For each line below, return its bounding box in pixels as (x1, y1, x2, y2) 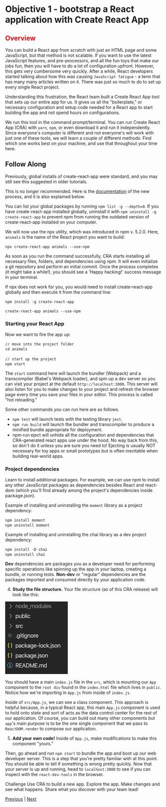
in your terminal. (5, 274, 39, 280)
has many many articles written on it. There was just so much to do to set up (5, 79, 161, 85)
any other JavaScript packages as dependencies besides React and (5, 482, 144, 488)
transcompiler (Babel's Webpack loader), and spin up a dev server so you (5, 376, 156, 382)
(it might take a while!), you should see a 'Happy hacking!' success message (5, 269, 162, 275)
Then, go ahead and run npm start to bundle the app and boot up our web (5, 750, 157, 756)
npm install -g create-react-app (5, 299, 74, 304)
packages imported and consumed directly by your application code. (5, 576, 146, 583)
